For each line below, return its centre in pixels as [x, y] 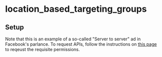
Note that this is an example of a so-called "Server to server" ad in [73, 39]
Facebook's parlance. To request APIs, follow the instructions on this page [81, 44]
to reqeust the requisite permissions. [43, 49]
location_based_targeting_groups [76, 9]
